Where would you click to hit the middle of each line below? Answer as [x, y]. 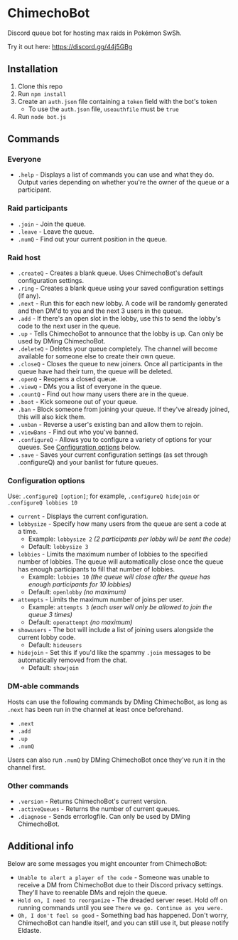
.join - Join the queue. [52, 224]
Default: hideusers [55, 645]
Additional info [41, 846]
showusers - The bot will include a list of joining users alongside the [116, 630]
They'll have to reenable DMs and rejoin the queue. [92, 892]
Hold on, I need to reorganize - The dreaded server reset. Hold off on [122, 900]
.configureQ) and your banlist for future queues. [88, 463]
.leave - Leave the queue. [56, 231]
